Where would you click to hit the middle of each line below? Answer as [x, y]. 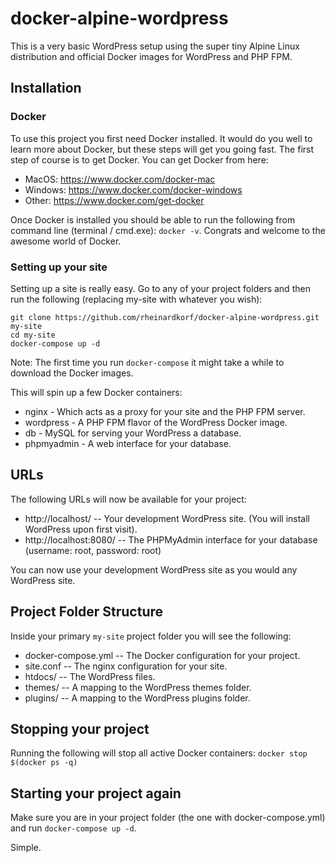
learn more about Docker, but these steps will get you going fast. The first [162, 149]
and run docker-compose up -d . [73, 828]
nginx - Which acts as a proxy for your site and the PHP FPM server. [165, 411]
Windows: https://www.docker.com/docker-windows [133, 189]
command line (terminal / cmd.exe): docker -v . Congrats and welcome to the [168, 230]
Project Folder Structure [87, 612]
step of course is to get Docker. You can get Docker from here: [139, 159]
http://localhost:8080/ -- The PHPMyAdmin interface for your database [171, 539]
